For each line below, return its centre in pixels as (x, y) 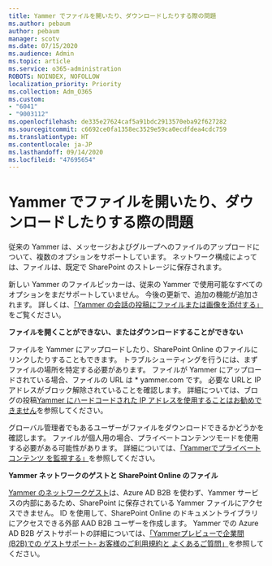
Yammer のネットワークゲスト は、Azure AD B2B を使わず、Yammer (122, 493)
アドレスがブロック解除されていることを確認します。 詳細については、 (126, 390)
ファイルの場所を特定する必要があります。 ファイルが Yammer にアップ (128, 370)
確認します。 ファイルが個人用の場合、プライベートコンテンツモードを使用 (134, 438)
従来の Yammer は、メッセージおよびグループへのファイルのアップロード (131, 247)
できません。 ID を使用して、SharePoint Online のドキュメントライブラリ (137, 513)
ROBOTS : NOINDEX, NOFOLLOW (54, 76)
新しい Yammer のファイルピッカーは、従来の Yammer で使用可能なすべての (136, 285)
